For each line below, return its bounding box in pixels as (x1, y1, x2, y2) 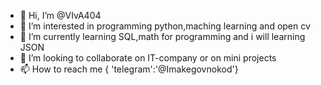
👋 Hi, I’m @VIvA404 (19, 10, 102, 21)
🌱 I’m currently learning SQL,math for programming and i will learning (19, 31, 306, 42)
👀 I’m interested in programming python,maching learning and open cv (19, 20, 311, 32)
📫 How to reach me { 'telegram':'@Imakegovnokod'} (19, 63, 239, 75)
